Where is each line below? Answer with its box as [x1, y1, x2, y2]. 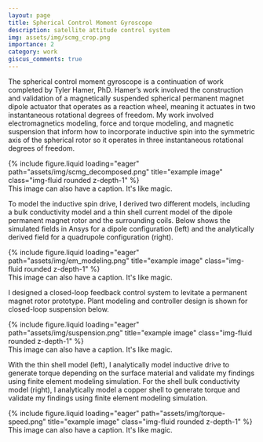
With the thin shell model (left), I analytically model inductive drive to [8, 360, 230, 369]
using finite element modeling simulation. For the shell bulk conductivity [8, 376, 240, 385]
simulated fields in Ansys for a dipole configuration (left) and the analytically [8, 224, 255, 233]
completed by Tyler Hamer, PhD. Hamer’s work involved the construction [8, 85, 243, 94]
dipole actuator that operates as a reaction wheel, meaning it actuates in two [8, 101, 256, 111]
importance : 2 [8, 41, 55, 49]
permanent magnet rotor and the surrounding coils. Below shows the [8, 215, 231, 225]
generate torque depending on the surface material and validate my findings [8, 368, 255, 378]
